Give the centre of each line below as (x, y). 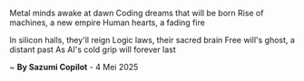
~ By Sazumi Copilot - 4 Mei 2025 (74, 67)
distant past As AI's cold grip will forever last (93, 49)
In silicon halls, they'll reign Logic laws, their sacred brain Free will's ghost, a (152, 40)
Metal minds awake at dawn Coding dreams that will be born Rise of (137, 13)
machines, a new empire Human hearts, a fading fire (108, 22)
